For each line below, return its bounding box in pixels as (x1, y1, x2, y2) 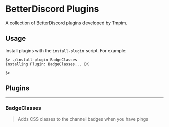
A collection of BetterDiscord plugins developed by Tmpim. (5, 20, 127, 26)
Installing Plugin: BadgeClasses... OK (5, 61, 89, 67)
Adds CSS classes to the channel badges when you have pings (17, 116, 148, 122)
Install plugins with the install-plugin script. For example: (5, 47, 127, 53)
